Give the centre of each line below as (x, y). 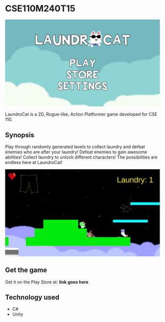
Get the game (26, 270)
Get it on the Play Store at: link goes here (47, 282)
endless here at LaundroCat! (34, 162)
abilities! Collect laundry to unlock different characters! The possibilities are (82, 157)
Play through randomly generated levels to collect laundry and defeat (75, 147)
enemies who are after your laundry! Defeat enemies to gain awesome (76, 152)
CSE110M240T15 (40, 9)
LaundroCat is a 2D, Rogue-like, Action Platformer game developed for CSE (81, 114)
